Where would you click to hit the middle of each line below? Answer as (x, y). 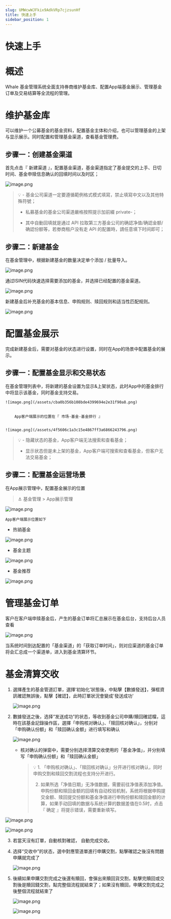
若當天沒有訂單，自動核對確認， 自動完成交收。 (62, 840)
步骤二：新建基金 (32, 247)
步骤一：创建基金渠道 (39, 154)
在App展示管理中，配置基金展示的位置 (45, 488)
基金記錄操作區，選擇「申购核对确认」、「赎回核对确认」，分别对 (92, 723)
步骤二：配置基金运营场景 (45, 475)
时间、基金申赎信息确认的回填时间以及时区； (52, 174)
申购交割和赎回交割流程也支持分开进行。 (75, 773)
